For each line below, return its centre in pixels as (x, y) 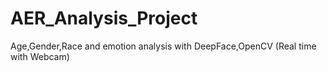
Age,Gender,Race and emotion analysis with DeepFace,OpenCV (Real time (163, 46)
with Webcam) (40, 56)
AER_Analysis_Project (104, 18)
